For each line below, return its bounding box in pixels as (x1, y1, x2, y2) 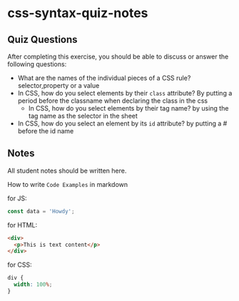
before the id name (17, 127, 74, 135)
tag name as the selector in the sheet (28, 112, 138, 120)
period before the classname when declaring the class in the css (17, 96, 208, 105)
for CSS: (7, 260, 32, 269)
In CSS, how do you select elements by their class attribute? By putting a (17, 89, 233, 97)
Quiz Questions (7, 34, 78, 46)
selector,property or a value (17, 81, 100, 90)
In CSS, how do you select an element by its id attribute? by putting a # (17, 119, 228, 128)
